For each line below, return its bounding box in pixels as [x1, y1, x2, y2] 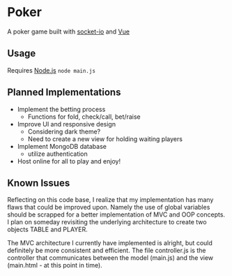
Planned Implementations [7, 87, 121, 99]
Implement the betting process [17, 105, 106, 113]
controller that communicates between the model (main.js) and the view [7, 254, 214, 262]
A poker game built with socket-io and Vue [7, 27, 130, 36]
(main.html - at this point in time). [7, 261, 102, 270]
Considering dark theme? [27, 127, 101, 136]
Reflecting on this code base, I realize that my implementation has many [7, 196, 214, 204]
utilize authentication [27, 150, 88, 158]
